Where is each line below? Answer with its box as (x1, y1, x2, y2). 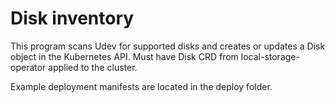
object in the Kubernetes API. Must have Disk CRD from (10, 50, 239, 62)
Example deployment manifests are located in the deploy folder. (10, 80, 273, 92)
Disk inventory (10, 7, 135, 30)
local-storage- (240, 50, 300, 62)
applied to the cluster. (48, 61, 138, 73)
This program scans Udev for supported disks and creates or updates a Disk (10, 40, 326, 52)
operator (10, 61, 47, 73)
